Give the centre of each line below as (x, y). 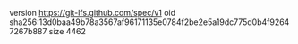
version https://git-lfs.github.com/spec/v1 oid (93, 13)
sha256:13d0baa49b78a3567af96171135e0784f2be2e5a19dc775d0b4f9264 (149, 22)
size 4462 (68, 31)
